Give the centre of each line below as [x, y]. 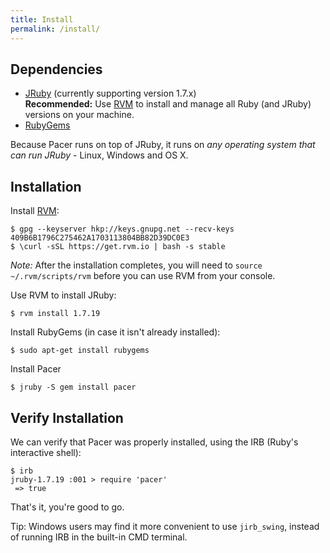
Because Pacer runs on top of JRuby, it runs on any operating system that [163, 145]
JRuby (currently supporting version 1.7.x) [110, 93]
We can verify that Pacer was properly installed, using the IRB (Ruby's [154, 442]
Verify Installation [67, 417]
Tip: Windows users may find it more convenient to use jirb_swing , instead [165, 526]
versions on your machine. [79, 115]
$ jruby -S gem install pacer [73, 387]
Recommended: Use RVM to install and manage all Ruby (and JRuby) [168, 104]
